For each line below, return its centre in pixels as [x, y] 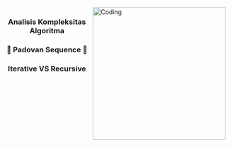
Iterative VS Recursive [47, 69]
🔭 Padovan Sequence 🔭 [47, 49]
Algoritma [47, 30]
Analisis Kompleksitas [47, 22]
